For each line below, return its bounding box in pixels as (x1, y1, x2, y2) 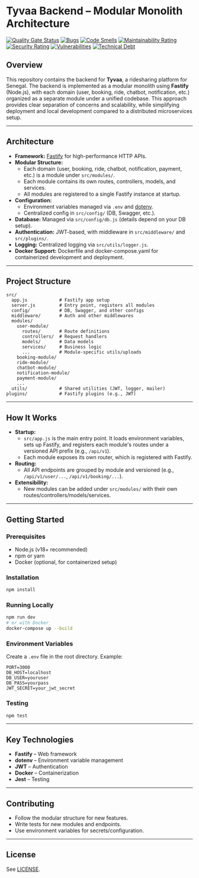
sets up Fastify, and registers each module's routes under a (23, 441, 169, 449)
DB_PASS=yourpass (6, 680, 49, 686)
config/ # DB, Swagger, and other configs (11, 308, 145, 313)
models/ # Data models (21, 339, 94, 345)
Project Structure (6, 276, 71, 286)
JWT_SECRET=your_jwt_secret (6, 685, 76, 691)
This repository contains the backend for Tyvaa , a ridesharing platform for (6, 76, 188, 83)
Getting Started (6, 515, 65, 525)
